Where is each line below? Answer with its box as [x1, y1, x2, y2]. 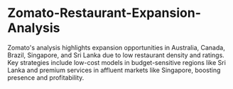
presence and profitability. [7, 73, 85, 82]
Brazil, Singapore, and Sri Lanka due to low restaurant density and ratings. [7, 51, 225, 59]
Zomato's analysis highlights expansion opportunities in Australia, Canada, [7, 43, 225, 52]
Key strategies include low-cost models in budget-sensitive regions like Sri [7, 58, 226, 66]
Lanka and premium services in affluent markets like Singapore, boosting [7, 66, 221, 74]
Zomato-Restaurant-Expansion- [7, 5, 201, 21]
